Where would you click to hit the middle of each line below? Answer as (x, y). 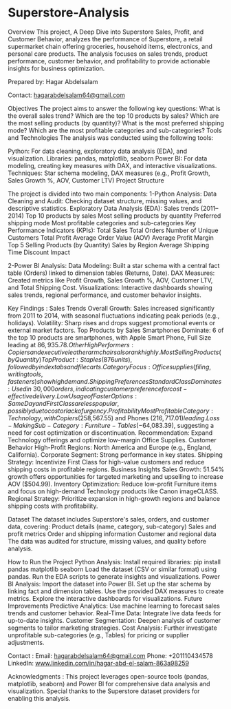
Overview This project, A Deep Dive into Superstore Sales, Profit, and (106, 32)
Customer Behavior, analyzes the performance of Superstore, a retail (105, 39)
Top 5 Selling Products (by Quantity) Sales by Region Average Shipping (108, 245)
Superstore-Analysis (69, 13)
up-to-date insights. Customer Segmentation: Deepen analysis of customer (114, 620)
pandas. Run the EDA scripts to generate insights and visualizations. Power (114, 576)
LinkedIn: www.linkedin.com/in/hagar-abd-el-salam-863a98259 (99, 663)
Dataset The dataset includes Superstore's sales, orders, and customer (109, 519)
